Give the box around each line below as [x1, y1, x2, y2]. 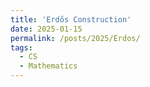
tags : [10, 42, 33, 53]
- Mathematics [19, 61, 78, 71]
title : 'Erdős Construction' [10, 14, 132, 25]
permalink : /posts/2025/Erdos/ [10, 33, 141, 43]
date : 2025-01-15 [10, 24, 83, 34]
